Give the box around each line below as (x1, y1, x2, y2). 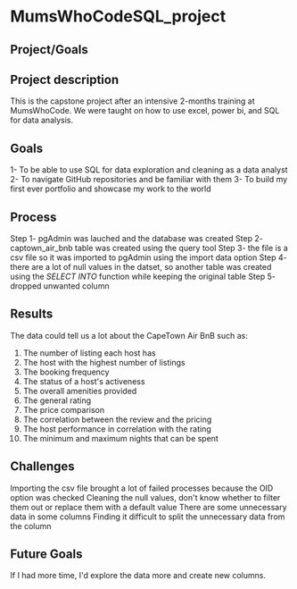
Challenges (10, 459, 75, 475)
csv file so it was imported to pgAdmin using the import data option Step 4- (10, 252, 288, 263)
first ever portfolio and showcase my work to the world (10, 183, 212, 194)
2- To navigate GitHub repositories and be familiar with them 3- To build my (10, 174, 288, 185)
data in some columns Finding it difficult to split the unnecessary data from (10, 511, 285, 522)
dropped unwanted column (10, 281, 110, 291)
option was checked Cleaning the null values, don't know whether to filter (10, 492, 281, 502)
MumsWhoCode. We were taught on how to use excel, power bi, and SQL (10, 105, 280, 116)
